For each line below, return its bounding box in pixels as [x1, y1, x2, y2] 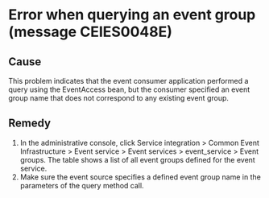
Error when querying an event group [8, 6, 256, 24]
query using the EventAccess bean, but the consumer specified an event [8, 85, 250, 94]
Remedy [8, 117, 51, 130]
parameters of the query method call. [19, 180, 144, 190]
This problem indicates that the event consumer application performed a [8, 76, 249, 85]
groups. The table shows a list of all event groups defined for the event [19, 155, 255, 164]
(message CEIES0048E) [8, 23, 173, 41]
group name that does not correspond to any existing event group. [8, 93, 230, 102]
